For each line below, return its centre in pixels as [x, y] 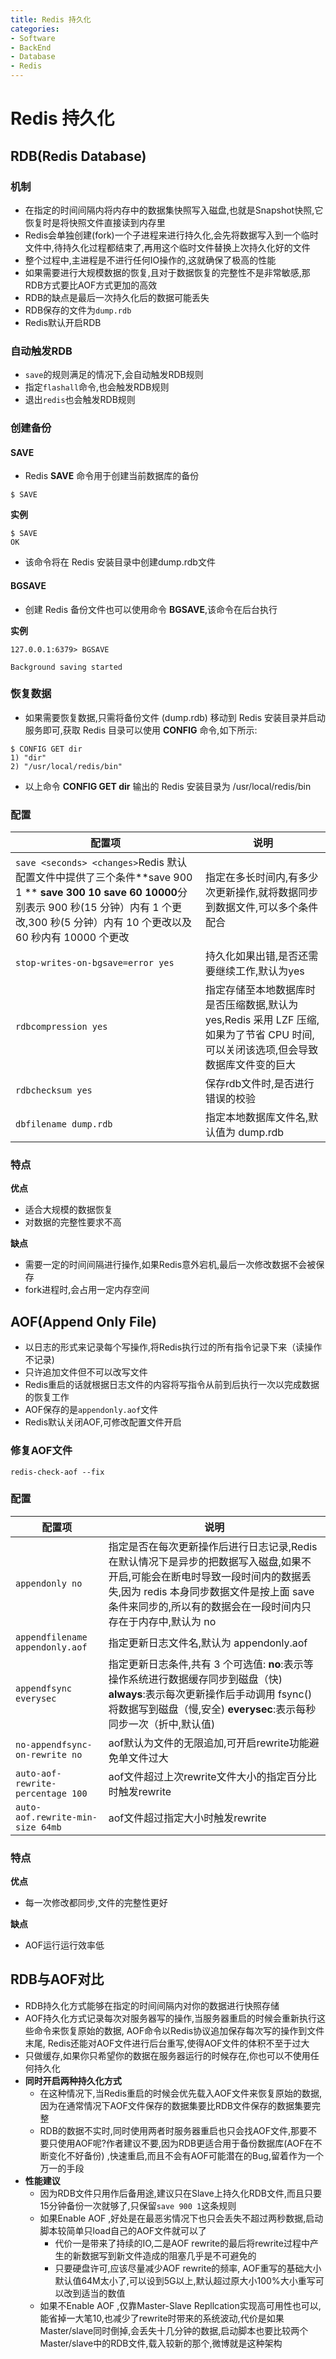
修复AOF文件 [41, 1451]
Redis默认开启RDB [63, 322]
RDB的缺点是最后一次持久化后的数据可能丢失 [117, 297]
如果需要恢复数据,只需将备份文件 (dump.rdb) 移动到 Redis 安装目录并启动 [175, 717]
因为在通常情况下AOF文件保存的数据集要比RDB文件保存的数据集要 [176, 2105]
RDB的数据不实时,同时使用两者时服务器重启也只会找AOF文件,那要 [174, 2130]
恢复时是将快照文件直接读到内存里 [95, 222]
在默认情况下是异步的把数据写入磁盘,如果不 [210, 1561]
